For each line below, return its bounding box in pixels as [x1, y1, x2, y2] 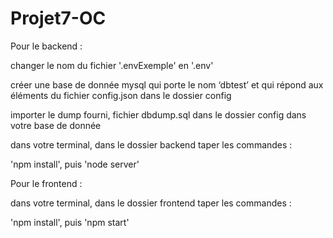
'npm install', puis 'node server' [10, 158, 140, 170]
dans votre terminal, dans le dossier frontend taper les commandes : [10, 197, 292, 209]
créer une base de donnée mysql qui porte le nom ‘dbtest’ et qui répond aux [10, 78, 324, 91]
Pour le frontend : [10, 177, 83, 189]
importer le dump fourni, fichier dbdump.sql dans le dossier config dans [10, 108, 307, 121]
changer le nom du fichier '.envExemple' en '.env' [10, 59, 214, 71]
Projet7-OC [10, 7, 107, 30]
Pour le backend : [10, 40, 83, 52]
